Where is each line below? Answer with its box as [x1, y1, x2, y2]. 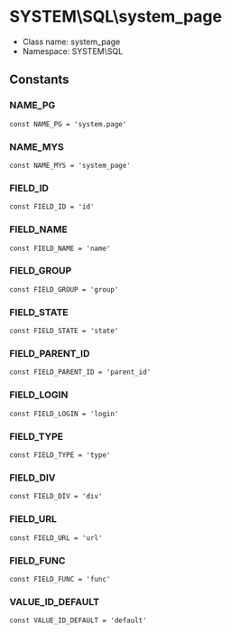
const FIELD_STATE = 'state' [9, 327, 119, 336]
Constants [9, 72, 69, 88]
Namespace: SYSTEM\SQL [22, 45, 124, 56]
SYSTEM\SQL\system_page [9, 6, 223, 27]
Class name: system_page [22, 36, 121, 47]
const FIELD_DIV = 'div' [9, 492, 103, 501]
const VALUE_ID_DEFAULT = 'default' [9, 616, 147, 625]
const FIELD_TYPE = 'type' [9, 451, 111, 460]
